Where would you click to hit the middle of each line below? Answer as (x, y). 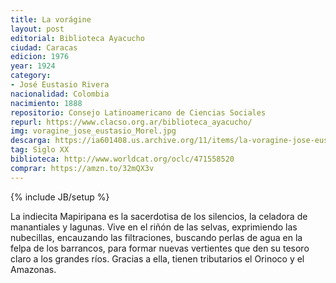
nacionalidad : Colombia (60, 94)
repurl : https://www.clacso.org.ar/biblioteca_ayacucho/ (131, 122)
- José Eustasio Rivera (60, 85)
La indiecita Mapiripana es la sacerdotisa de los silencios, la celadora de (159, 216)
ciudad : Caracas (44, 47)
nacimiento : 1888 (46, 103)
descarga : (31, 141)
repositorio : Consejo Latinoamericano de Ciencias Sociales (138, 112)
